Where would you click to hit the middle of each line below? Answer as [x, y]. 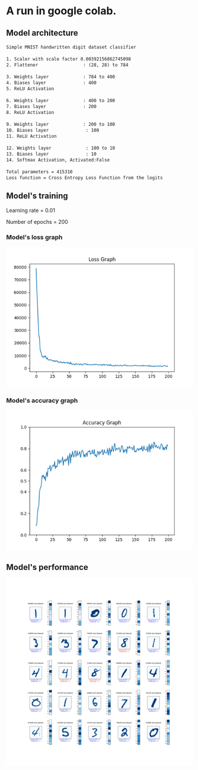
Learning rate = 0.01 [31, 210]
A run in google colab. [61, 11]
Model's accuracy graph [42, 401]
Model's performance [47, 567]
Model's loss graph [34, 237]
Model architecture [42, 33]
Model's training [37, 196]
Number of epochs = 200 [37, 221]
